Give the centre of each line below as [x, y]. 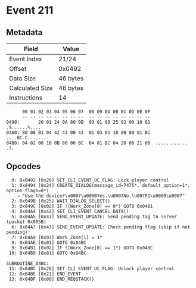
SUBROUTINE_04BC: [28, 263]
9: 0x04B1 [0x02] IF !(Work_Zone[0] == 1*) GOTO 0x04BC [82, 248]
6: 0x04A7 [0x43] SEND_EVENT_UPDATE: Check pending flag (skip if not [101, 227]
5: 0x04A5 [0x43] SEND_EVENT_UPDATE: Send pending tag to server [94, 217]
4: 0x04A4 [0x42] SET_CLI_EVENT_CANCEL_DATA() [70, 211]
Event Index [26, 59]
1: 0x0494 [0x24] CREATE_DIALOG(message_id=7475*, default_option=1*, [101, 185]
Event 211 [30, 10]
